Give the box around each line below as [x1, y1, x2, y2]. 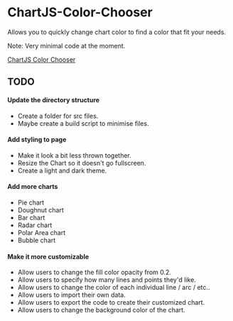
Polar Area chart [17, 228, 66, 236]
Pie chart [17, 198, 45, 207]
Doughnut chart [17, 205, 64, 214]
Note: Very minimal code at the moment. [7, 41, 126, 50]
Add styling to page [7, 136, 67, 144]
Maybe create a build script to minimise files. [17, 119, 149, 128]
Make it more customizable [7, 252, 90, 261]
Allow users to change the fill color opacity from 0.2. [17, 268, 172, 277]
